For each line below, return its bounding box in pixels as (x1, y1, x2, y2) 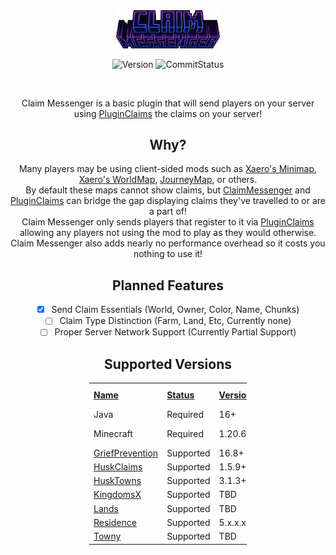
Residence (93, 516, 137, 528)
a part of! (149, 205, 187, 218)
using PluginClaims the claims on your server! (73, 107, 263, 119)
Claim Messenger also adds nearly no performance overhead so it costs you (10, 237, 326, 249)
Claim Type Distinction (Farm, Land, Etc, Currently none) (59, 315, 292, 327)
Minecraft (93, 427, 133, 439)
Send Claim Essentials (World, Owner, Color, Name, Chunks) (51, 304, 300, 316)
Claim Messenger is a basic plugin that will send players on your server (21, 97, 315, 109)
